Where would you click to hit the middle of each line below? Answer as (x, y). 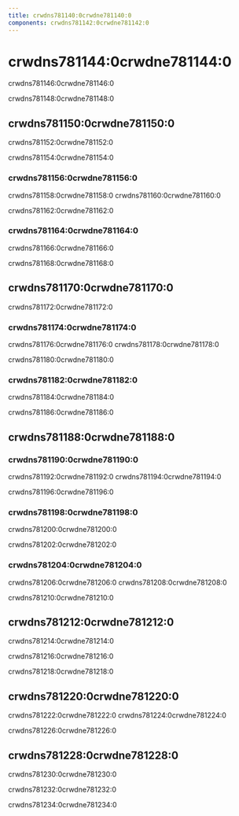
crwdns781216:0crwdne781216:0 (61, 656)
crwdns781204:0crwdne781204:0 (75, 565)
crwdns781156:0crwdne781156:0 (73, 178)
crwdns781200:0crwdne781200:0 (63, 530)
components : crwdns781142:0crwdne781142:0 (79, 23)
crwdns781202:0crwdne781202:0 (63, 545)
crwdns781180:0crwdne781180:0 (61, 360)
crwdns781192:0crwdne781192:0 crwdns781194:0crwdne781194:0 (115, 476)
